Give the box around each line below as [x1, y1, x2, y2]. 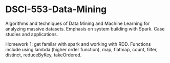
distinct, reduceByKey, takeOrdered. [5, 52, 82, 58]
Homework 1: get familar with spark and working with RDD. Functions [5, 41, 151, 47]
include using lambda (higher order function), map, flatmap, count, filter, [5, 46, 158, 52]
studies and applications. [5, 31, 58, 37]
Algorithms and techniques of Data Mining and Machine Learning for [5, 20, 150, 26]
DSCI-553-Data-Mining [5, 4, 107, 15]
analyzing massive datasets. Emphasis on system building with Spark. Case [5, 25, 165, 31]
